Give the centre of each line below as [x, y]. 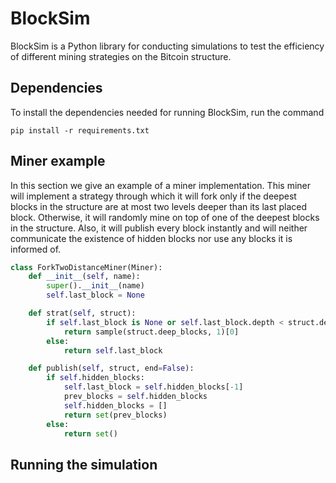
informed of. [36, 249]
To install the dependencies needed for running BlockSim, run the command [167, 112]
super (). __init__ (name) [95, 286]
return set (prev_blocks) [115, 415]
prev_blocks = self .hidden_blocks [135, 397]
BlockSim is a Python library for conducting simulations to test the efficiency [167, 46]
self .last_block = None [95, 295]
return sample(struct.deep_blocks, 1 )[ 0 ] [151, 332]
